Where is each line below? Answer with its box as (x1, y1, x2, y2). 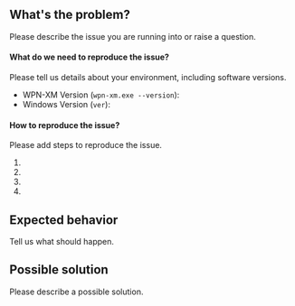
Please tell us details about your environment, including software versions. (9, 72, 287, 83)
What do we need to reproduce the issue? (9, 51, 170, 62)
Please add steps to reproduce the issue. (9, 140, 163, 151)
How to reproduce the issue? (9, 119, 120, 130)
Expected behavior (9, 212, 119, 227)
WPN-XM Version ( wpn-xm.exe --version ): (22, 89, 180, 100)
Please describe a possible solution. (9, 286, 144, 297)
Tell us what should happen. (9, 236, 115, 247)
